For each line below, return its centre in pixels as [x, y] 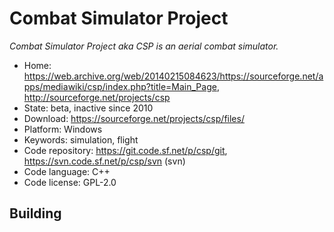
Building [35, 213]
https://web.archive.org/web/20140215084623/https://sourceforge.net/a [173, 76]
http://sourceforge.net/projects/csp [97, 97]
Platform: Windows [63, 129]
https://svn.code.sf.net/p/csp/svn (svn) [104, 161]
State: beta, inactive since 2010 [88, 108]
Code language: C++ [67, 171]
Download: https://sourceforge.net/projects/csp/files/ [134, 118]
